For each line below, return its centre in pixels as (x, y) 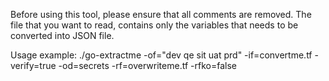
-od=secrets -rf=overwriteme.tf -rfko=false (147, 65)
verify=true (33, 65)
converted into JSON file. (62, 35)
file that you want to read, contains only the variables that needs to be (154, 25)
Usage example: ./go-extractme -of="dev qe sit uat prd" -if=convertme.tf (161, 55)
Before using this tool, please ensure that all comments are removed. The (161, 14)
